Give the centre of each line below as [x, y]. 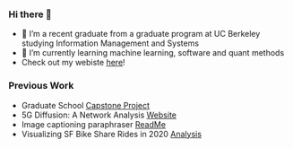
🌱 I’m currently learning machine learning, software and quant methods [153, 53]
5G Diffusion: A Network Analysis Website [99, 115]
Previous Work [41, 86]
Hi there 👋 [30, 14]
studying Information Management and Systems [110, 43]
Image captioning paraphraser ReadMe [94, 124]
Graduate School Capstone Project [85, 105]
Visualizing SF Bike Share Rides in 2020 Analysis [112, 134]
